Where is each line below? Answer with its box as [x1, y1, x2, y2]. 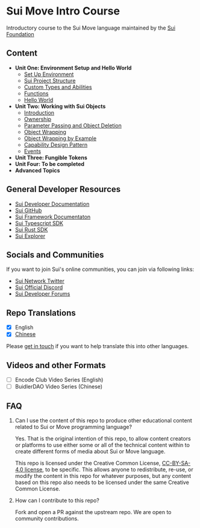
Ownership [23, 115, 52, 122]
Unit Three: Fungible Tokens [14, 154, 87, 161]
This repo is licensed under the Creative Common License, [14, 460, 161, 467]
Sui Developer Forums [14, 290, 70, 297]
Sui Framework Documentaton [14, 213, 91, 220]
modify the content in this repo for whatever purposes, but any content [14, 472, 192, 480]
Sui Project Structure [23, 77, 76, 84]
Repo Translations [6, 308, 77, 318]
